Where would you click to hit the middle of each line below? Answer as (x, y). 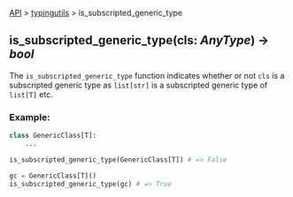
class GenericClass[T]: (53, 136)
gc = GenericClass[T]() (53, 176)
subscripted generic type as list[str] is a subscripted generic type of (139, 85)
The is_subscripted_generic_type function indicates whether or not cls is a (147, 75)
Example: (30, 117)
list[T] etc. (31, 94)
